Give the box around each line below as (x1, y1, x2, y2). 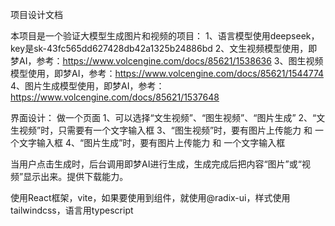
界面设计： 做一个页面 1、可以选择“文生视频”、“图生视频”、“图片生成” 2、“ (10, 112, 317, 123)
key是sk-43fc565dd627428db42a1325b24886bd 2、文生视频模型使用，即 (10, 43, 318, 54)
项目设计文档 (10, 9, 63, 20)
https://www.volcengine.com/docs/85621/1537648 (10, 91, 220, 103)
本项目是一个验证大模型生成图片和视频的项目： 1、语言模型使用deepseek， (10, 30, 320, 42)
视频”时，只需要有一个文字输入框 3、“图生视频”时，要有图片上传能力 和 (18, 124, 313, 136)
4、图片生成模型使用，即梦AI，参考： (10, 80, 165, 92)
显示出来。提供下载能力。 (23, 171, 129, 182)
